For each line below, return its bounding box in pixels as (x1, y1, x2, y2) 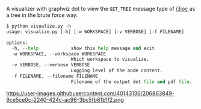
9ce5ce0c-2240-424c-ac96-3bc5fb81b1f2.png (6, 96, 125, 103)
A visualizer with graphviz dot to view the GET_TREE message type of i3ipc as (6, 5, 196, 12)
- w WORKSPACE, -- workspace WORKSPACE (11, 51, 107, 57)
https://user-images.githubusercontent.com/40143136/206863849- (6, 90, 175, 97)
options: (6, 39, 28, 46)
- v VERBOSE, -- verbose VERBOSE (11, 62, 90, 68)
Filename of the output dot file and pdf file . (70, 78, 193, 85)
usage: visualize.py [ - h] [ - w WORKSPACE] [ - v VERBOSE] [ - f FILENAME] (6, 28, 185, 35)
